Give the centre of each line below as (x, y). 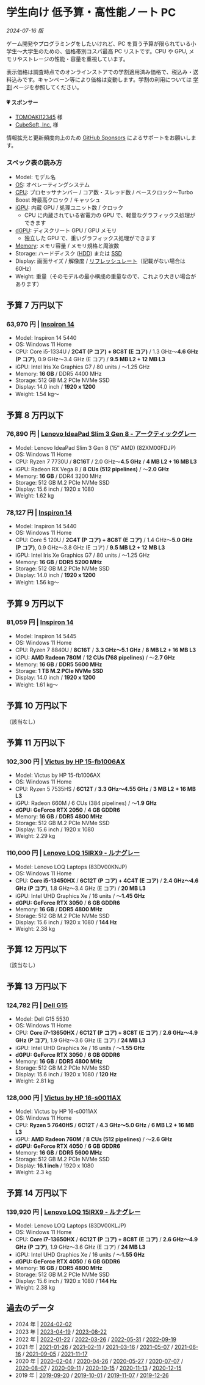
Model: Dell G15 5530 (42, 1019)
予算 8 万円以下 (35, 415)
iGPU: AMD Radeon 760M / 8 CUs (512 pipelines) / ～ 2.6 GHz (94, 1139)
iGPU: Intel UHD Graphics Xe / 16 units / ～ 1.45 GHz (80, 895)
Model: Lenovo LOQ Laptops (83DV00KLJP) (70, 1225)
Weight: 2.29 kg (35, 836)
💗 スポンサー (22, 102)
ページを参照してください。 (48, 87)
